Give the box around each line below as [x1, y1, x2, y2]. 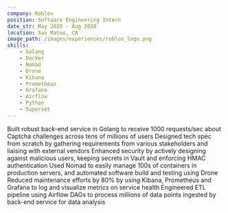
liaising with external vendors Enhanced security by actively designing [7, 146, 206, 155]
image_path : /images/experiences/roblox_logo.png [7, 36, 152, 43]
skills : [7, 42, 30, 49]
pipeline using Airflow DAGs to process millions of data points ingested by [7, 190, 216, 199]
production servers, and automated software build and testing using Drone [7, 168, 218, 177]
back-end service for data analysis [7, 197, 106, 206]
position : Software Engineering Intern [7, 16, 122, 23]
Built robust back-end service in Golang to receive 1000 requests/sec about [7, 124, 222, 133]
